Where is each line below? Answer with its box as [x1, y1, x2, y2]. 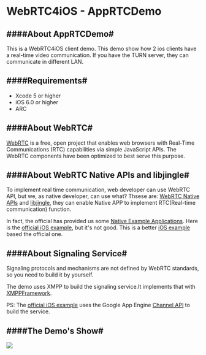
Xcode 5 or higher [15, 92, 61, 99]
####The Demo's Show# [6, 326, 104, 336]
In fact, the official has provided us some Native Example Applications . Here [6, 218, 198, 225]
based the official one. [6, 231, 63, 238]
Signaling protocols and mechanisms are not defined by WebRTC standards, [6, 265, 199, 272]
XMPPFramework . [6, 289, 52, 297]
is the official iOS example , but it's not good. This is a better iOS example [6, 224, 191, 231]
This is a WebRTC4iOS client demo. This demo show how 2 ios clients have [6, 45, 197, 52]
